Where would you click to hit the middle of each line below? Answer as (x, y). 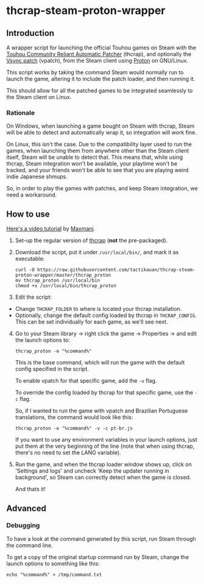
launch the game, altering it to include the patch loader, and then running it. (101, 79)
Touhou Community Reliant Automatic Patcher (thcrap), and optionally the (99, 54)
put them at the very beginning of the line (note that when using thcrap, (105, 446)
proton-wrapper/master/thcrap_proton (63, 275)
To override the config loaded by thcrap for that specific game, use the (104, 392)
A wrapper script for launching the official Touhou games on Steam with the (101, 47)
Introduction (30, 33)
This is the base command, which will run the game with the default (100, 363)
